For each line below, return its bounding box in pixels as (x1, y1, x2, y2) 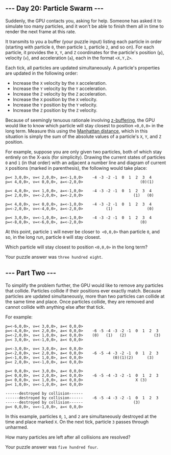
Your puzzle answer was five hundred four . (5, 444, 99, 450)
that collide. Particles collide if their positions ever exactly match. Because (5, 287, 162, 293)
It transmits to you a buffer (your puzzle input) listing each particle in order (5, 38, 162, 44)
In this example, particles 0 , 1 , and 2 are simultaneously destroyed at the (5, 413, 157, 419)
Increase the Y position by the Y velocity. (12, 102, 98, 108)
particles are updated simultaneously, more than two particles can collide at (5, 293, 165, 299)
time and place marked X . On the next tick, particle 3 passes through (5, 419, 149, 425)
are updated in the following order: (5, 70, 78, 76)
